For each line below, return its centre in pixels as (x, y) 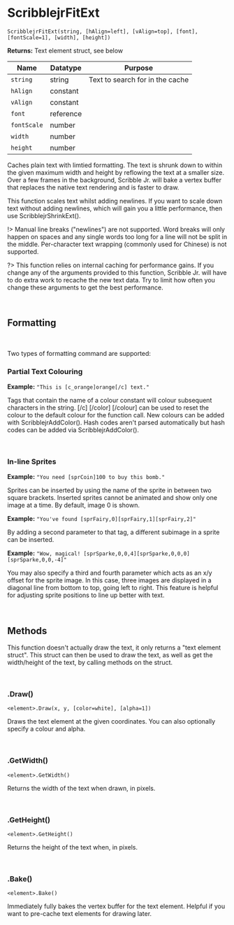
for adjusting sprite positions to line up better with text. (86, 595)
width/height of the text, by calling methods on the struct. (90, 663)
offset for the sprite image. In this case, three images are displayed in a (109, 580)
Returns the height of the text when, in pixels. (73, 847)
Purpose (139, 68)
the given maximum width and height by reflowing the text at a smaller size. (116, 172)
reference (66, 113)
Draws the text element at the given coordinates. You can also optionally (111, 722)
